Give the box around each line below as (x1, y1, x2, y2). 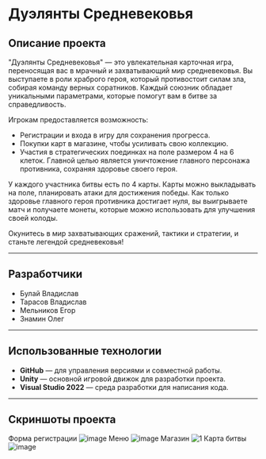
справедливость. (8, 100, 66, 109)
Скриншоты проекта (8, 413, 116, 426)
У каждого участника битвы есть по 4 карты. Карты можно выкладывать (8, 179, 256, 189)
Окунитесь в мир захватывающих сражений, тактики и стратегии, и (8, 229, 239, 238)
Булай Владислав (19, 288, 79, 298)
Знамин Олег (19, 314, 65, 323)
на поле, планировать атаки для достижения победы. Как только (8, 188, 230, 197)
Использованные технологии (8, 345, 162, 358)
